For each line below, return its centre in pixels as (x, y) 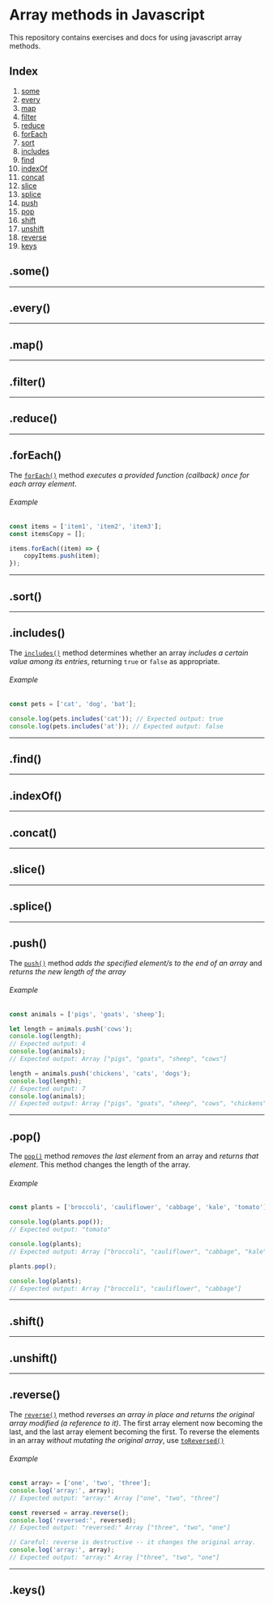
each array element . (43, 483)
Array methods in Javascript (107, 15)
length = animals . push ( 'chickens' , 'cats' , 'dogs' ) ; (100, 1073)
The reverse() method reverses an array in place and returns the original (132, 1414)
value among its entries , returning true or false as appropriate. (115, 661)
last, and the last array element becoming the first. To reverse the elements (134, 1432)
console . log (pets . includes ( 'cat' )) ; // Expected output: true (116, 718)
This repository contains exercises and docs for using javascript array (126, 37)
